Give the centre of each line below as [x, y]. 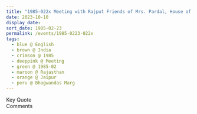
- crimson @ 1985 [33, 56]
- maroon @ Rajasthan [38, 72]
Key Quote [19, 100]
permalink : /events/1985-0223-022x [50, 34]
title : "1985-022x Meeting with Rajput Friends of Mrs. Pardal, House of [99, 12]
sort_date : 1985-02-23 [34, 28]
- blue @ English [33, 45]
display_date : [24, 22]
